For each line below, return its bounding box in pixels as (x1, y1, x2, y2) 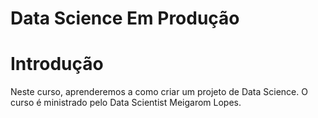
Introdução (10, 53, 104, 76)
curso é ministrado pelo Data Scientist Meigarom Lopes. (10, 97, 242, 109)
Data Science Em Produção (10, 7, 240, 30)
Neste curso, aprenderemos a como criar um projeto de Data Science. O (10, 86, 308, 98)
